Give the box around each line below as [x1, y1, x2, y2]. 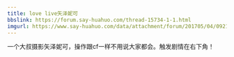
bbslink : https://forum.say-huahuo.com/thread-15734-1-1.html [7, 16, 192, 23]
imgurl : [7, 23, 30, 30]
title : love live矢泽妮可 [7, 10, 79, 17]
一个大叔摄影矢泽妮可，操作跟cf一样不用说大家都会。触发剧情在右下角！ [7, 43, 214, 51]
